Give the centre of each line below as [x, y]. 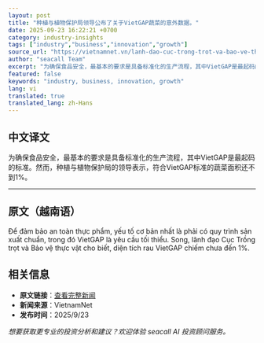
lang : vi [22, 89]
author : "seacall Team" [47, 60]
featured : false [35, 74]
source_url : [27, 52]
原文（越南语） [44, 212]
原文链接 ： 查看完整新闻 [57, 295]
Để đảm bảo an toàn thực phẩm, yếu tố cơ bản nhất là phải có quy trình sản [130, 231]
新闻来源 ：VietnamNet [56, 304]
